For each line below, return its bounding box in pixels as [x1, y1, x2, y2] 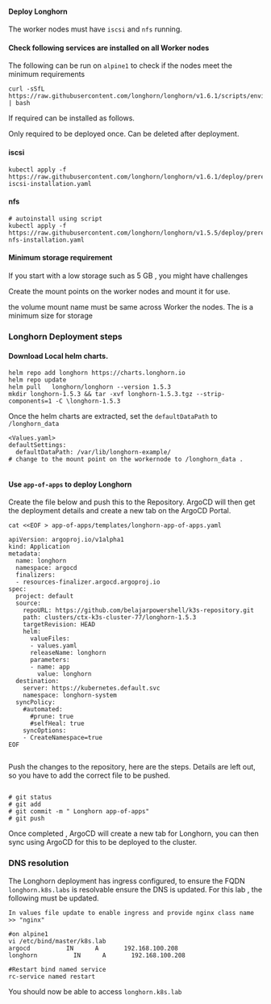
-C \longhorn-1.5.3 [55, 397, 121, 406]
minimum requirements [8, 70, 85, 79]
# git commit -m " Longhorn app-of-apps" [8, 808, 150, 816]
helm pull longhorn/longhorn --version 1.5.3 [8, 383, 172, 391]
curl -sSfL [8, 85, 45, 93]
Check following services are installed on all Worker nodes [8, 43, 210, 53]
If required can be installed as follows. [8, 113, 135, 123]
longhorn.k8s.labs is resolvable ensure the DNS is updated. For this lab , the [8, 884, 263, 894]
